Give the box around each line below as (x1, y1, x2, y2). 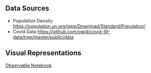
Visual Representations (5, 48, 82, 58)
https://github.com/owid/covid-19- (37, 28, 111, 35)
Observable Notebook (5, 62, 52, 68)
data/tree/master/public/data (12, 34, 74, 40)
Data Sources (5, 4, 50, 13)
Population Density (12, 17, 53, 23)
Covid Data (12, 28, 37, 35)
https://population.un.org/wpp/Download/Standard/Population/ (12, 23, 146, 29)
